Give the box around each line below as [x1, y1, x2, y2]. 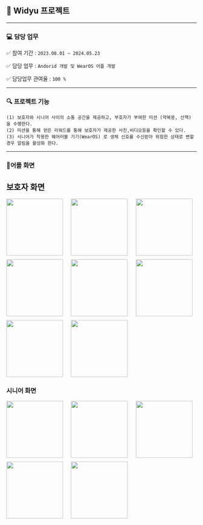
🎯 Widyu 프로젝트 [6, 5, 70, 16]
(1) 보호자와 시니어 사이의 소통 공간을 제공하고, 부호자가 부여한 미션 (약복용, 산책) [6, 115, 192, 121]
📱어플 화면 [6, 161, 35, 170]
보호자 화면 [6, 181, 45, 192]
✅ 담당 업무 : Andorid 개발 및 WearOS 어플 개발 [6, 63, 116, 70]
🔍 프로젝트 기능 [6, 98, 50, 106]
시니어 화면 [6, 387, 37, 395]
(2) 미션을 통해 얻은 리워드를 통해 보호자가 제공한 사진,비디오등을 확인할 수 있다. [6, 127, 186, 134]
